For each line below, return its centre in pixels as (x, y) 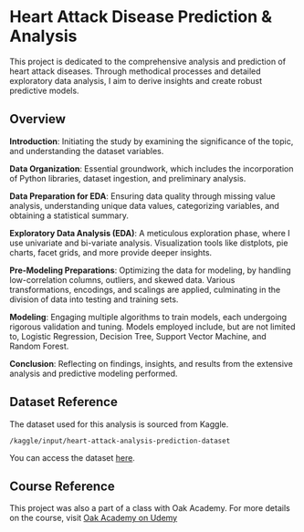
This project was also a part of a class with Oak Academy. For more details (150, 508)
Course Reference (63, 486)
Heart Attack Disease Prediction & (141, 17)
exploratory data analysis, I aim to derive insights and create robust (136, 80)
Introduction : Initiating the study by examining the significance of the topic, (152, 141)
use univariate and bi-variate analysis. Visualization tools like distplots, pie (149, 243)
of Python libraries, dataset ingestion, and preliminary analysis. (128, 178)
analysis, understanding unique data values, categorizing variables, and (145, 205)
